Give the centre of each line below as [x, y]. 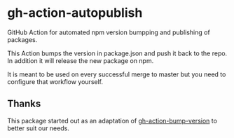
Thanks [24, 104]
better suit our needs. [39, 128]
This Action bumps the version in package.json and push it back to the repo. [117, 53]
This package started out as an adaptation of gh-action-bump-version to [112, 120]
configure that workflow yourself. [55, 81]
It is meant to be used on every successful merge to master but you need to [117, 74]
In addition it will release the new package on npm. [81, 60]
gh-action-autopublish [75, 13]
